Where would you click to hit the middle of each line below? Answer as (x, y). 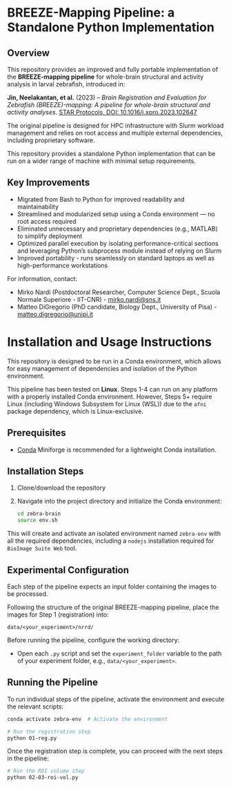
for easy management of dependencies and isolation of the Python (102, 368)
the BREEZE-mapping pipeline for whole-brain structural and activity (106, 77)
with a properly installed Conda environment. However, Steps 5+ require (110, 396)
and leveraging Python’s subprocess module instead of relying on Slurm (119, 251)
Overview (29, 53)
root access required (47, 221)
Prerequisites (37, 433)
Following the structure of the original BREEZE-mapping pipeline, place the (113, 607)
